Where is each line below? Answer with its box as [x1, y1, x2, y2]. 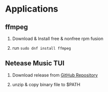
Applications [5, 3, 58, 15]
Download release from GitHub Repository [12, 72, 98, 78]
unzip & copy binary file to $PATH [12, 81, 81, 87]
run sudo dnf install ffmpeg [12, 45, 71, 51]
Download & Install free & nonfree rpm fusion [12, 36, 104, 41]
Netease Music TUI [5, 59, 65, 68]
